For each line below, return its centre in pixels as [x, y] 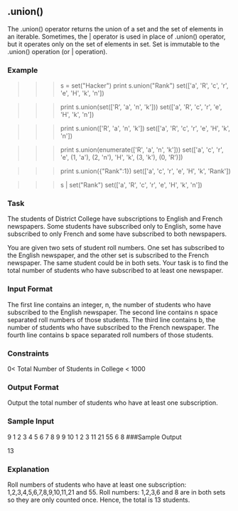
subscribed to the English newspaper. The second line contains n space [113, 312]
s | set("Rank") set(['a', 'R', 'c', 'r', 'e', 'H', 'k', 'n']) [131, 185]
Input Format [30, 289]
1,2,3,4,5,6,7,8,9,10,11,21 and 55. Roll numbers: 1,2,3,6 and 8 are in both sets [117, 492]
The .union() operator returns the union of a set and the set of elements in [115, 29]
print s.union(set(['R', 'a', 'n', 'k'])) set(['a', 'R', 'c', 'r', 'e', [141, 107]
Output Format [33, 387]
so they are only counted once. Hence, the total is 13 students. [99, 500]
